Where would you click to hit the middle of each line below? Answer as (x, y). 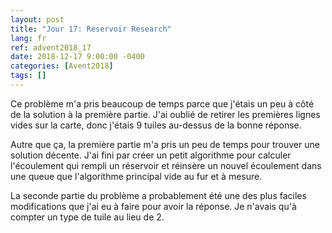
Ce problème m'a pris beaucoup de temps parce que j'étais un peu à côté (162, 103)
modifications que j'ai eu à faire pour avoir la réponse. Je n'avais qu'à (153, 206)
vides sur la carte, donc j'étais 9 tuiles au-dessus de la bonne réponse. (156, 125)
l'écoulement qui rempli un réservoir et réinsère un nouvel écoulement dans (166, 165)
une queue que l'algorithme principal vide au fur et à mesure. (136, 176)
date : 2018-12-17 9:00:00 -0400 (77, 57)
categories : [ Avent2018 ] (62, 66)
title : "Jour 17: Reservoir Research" (91, 29)
